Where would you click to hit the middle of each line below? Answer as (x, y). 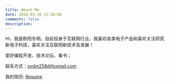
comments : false (22, 19)
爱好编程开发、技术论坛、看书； (38, 55)
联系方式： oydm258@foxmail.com (41, 66)
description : (19, 24)
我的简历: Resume (24, 77)
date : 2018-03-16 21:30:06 (34, 14)
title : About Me (22, 10)
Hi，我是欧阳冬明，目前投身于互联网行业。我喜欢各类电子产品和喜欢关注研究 (85, 38)
